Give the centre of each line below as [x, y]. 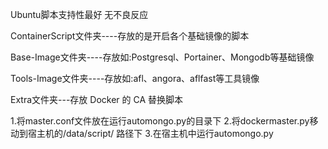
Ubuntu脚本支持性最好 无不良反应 [79, 14]
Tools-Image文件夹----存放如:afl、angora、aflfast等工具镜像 [135, 78]
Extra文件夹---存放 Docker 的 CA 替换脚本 [97, 99]
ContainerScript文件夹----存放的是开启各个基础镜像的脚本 [130, 36]
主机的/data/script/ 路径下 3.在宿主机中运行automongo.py [155, 133]
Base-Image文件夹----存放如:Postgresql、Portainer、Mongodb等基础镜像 [162, 57]
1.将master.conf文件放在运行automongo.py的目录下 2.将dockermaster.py [160, 121]
